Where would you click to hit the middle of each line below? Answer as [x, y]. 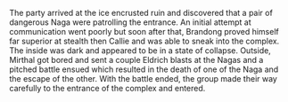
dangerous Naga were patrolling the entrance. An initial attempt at [130, 22]
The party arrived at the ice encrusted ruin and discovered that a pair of [141, 13]
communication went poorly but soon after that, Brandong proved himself [144, 31]
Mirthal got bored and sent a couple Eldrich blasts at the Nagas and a [136, 60]
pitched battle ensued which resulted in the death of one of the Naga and [144, 69]
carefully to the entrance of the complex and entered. [107, 88]
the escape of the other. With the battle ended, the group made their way [144, 78]
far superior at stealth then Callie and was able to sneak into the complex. [144, 41]
